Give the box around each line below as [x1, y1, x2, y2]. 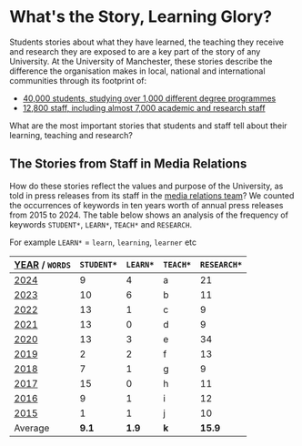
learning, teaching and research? [9, 129, 134, 140]
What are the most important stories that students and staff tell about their [9, 120, 288, 131]
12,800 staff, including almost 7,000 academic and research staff [22, 102, 266, 113]
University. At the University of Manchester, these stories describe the [9, 56, 273, 66]
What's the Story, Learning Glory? [9, 6, 273, 27]
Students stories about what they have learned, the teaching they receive [9, 36, 285, 47]
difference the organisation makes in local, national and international [9, 66, 266, 76]
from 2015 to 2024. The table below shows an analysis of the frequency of [9, 209, 289, 220]
